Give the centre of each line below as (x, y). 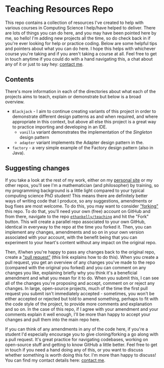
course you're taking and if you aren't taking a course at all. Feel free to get (81, 54)
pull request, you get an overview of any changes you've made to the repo (80, 262)
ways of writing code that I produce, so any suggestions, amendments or (79, 201)
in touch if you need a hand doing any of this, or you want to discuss (74, 350)
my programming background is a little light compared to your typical (75, 190)
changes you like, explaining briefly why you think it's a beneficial (71, 273)
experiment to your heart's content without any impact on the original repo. (81, 242)
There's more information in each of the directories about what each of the (81, 91)
